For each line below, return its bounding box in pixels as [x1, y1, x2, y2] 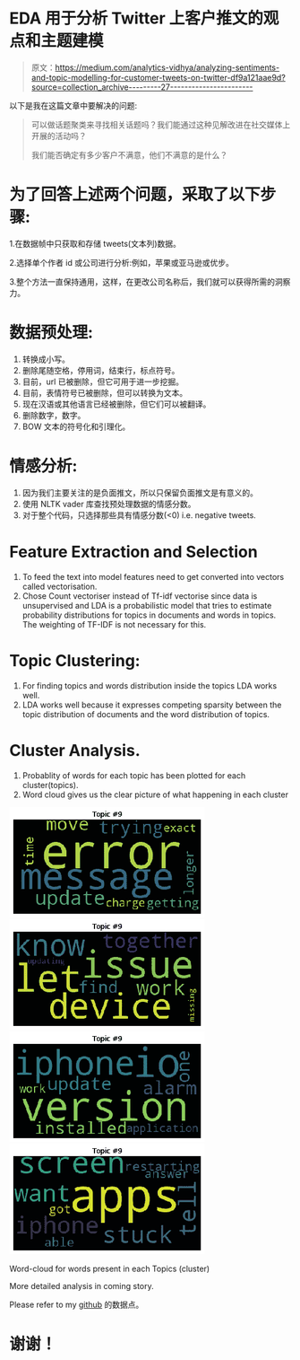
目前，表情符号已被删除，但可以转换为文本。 [21, 387, 188, 398]
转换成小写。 [21, 354, 70, 364]
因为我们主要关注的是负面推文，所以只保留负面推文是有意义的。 [21, 487, 258, 498]
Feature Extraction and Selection [9, 541, 258, 562]
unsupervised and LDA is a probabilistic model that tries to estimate [21, 600, 272, 610]
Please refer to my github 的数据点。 [9, 1299, 144, 1310]
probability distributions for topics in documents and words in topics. [21, 610, 277, 620]
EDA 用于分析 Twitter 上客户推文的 [9, 8, 264, 29]
